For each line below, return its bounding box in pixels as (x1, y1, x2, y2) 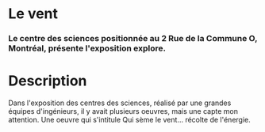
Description (8, 72, 87, 90)
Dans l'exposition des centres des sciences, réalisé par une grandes (8, 98, 232, 107)
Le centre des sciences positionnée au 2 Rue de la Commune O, (8, 33, 258, 44)
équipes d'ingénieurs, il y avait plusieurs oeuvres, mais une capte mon (8, 107, 238, 116)
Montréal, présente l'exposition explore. (8, 43, 167, 54)
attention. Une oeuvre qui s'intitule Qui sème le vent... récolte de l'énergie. (8, 115, 252, 125)
